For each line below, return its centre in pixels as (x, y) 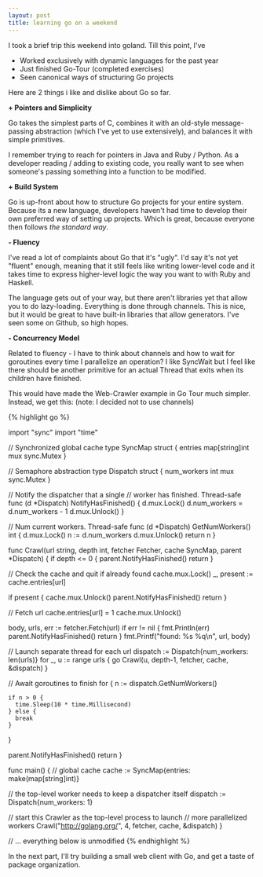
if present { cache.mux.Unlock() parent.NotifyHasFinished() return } (118, 597)
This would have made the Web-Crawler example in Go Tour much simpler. (130, 393)
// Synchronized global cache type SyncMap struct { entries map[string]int (129, 447)
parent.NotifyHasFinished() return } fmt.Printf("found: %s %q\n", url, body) (130, 636)
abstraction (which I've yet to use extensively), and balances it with (144, 131)
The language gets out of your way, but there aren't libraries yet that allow (128, 297)
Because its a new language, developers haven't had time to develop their (128, 210)
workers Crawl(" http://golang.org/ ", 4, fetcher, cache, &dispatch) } (115, 825)
